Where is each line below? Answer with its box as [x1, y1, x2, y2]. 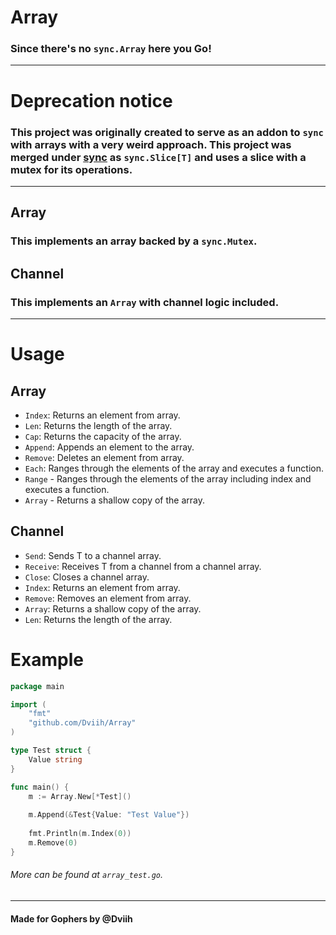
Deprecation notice [10, 89, 173, 112]
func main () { [10, 782, 70, 792]
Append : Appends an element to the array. [24, 441, 195, 453]
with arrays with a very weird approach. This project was [10, 137, 292, 151]
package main [10, 681, 65, 691]
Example [10, 648, 84, 671]
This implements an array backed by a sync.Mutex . [10, 234, 258, 248]
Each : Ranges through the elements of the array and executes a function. [24, 462, 325, 474]
